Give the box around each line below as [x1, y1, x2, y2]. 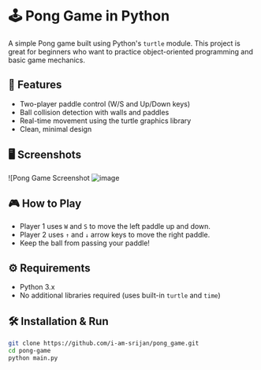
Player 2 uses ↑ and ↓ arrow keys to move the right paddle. [19, 230, 211, 240]
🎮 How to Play [8, 196, 82, 210]
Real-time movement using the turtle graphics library [19, 116, 192, 125]
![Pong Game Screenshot [8, 173, 91, 182]
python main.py [8, 353, 58, 362]
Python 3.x [19, 282, 55, 292]
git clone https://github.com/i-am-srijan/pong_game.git [8, 339, 199, 347]
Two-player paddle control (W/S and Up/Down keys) [19, 99, 191, 108]
